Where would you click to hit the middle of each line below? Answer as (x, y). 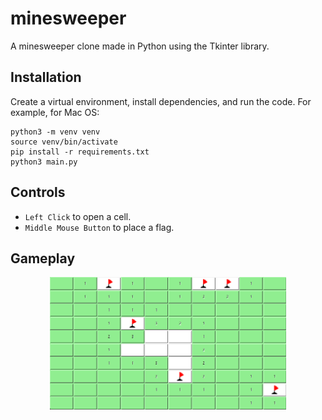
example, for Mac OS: (55, 112)
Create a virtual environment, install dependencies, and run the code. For (161, 101)
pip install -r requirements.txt (80, 152)
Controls (38, 192)
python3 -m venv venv (55, 132)
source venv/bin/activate (64, 142)
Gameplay (43, 258)
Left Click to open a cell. (78, 216)
